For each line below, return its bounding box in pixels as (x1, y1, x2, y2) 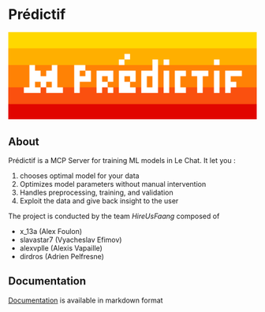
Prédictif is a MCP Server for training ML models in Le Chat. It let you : (8, 155, 236, 165)
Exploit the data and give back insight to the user (19, 195, 179, 206)
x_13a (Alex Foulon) (19, 226, 83, 236)
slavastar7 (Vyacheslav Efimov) (19, 235, 122, 244)
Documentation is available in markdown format (8, 295, 163, 305)
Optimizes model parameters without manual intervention (19, 179, 207, 188)
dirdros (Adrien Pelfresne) (19, 251, 105, 261)
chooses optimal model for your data (19, 171, 140, 180)
